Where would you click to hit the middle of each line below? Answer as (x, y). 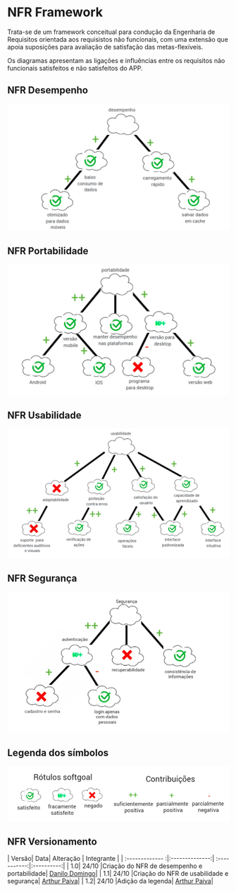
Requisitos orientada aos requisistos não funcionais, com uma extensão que (118, 39)
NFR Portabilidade (48, 251)
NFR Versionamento (52, 841)
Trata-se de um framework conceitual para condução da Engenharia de (111, 32)
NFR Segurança (42, 579)
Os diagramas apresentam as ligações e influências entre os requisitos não (116, 60)
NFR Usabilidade (44, 415)
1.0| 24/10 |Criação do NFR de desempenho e (136, 866)
